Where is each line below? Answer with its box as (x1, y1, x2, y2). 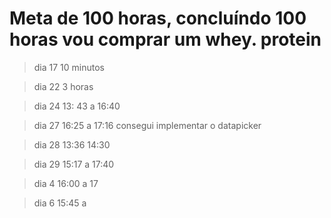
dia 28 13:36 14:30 (33, 138, 111, 151)
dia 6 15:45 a (33, 197, 87, 209)
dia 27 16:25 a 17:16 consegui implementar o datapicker (33, 119, 262, 131)
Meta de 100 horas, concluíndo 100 (9, 7, 307, 30)
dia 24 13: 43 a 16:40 (33, 100, 121, 112)
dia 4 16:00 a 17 (33, 177, 99, 189)
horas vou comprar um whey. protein (9, 28, 322, 51)
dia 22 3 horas (33, 80, 94, 92)
